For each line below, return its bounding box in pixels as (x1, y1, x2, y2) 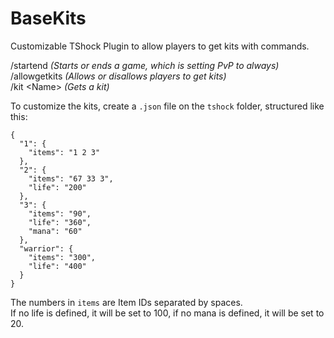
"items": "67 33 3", (28, 173, 114, 184)
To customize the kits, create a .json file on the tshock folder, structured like (10, 100, 325, 112)
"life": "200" (28, 182, 87, 192)
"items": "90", (28, 208, 92, 219)
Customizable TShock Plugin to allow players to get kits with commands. (10, 40, 310, 52)
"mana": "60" (28, 226, 83, 236)
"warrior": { (19, 243, 74, 254)
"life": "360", (28, 217, 92, 227)
